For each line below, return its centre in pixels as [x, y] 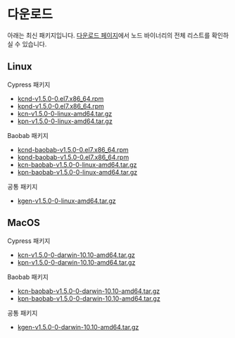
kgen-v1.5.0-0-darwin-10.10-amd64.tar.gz [78, 327]
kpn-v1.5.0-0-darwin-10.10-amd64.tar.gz [76, 262]
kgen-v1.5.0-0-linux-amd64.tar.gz [66, 201]
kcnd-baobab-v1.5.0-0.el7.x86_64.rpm [73, 149]
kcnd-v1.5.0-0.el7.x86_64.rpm [61, 99]
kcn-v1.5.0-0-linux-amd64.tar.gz [65, 113]
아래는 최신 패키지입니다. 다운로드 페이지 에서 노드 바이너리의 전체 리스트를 [109, 35]
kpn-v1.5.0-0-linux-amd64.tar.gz [65, 121]
